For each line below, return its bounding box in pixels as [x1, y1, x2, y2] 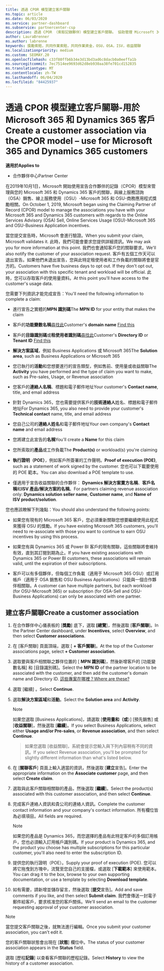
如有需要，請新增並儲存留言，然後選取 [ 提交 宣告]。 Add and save [12, 887, 143, 893]
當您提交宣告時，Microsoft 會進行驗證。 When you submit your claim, [5, 232, 144, 238]
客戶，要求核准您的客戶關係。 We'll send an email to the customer [25, 899, 157, 905]
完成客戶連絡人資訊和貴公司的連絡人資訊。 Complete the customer [12, 801, 146, 807]
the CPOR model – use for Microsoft [5, 135, 152, 146]
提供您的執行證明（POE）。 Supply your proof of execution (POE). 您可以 [12, 860, 157, 866]
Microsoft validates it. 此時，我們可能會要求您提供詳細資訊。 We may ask [5, 238, 151, 244]
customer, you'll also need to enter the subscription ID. [12, 850, 123, 856]
